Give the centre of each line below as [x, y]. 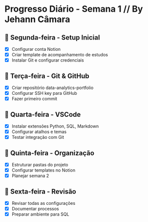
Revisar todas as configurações [43, 203]
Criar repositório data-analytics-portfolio [53, 88]
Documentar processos [35, 209]
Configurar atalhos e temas [39, 132]
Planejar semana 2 [30, 176]
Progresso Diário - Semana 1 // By [74, 9]
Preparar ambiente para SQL [40, 214]
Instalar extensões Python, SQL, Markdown [55, 126]
